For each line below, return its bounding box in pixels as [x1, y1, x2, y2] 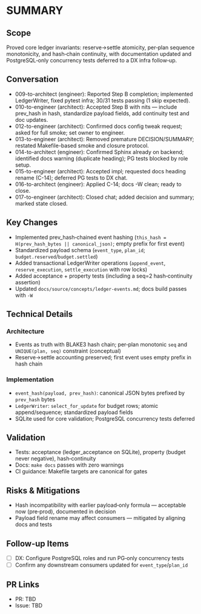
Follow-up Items [6, 538, 69, 549]
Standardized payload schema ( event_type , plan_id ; [15, 246, 145, 253]
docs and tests [15, 521, 53, 528]
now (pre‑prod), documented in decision [15, 508, 116, 515]
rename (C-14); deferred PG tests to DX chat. [15, 174, 128, 181]
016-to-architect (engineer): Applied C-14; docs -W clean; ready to [15, 180, 182, 188]
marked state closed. [15, 199, 68, 207]
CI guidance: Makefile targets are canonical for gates [15, 468, 148, 475]
